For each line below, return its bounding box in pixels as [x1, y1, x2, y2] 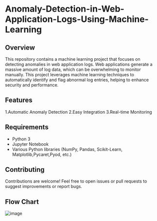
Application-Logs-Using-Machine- [5, 14, 149, 25]
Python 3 [12, 136, 31, 142]
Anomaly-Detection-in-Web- [5, 3, 125, 15]
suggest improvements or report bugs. [5, 184, 83, 189]
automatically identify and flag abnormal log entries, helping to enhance [5, 77, 149, 83]
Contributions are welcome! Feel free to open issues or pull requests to [5, 178, 147, 184]
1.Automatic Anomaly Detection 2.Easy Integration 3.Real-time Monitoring [5, 109, 152, 115]
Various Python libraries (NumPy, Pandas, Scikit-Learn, [12, 146, 122, 152]
